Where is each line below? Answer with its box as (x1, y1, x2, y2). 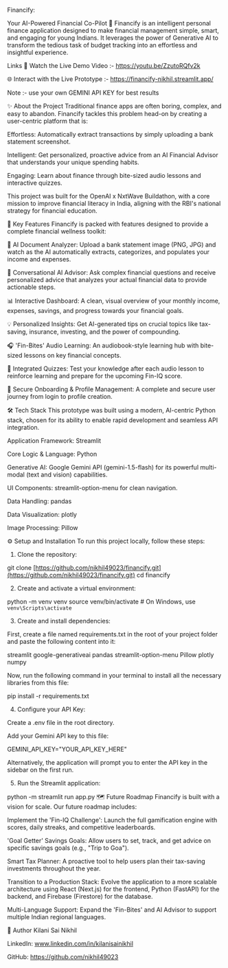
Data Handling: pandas (7, 497, 72, 505)
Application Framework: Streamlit (7, 437, 102, 445)
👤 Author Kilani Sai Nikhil (7, 926, 78, 934)
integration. (7, 424, 40, 431)
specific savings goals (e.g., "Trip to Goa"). (7, 844, 129, 852)
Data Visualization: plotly (7, 511, 78, 518)
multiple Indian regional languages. (7, 913, 106, 921)
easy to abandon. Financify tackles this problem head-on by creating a (7, 110, 207, 117)
